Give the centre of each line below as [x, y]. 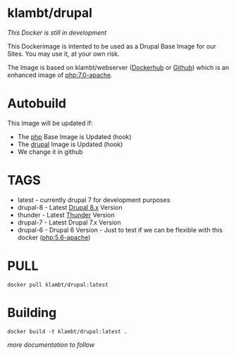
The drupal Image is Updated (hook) [70, 144]
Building [32, 313]
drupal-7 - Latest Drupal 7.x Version [69, 222]
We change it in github [50, 152]
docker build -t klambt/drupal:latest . [68, 331]
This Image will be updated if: [50, 123]
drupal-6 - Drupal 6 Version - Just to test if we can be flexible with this [120, 230]
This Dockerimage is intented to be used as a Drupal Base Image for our [112, 46]
